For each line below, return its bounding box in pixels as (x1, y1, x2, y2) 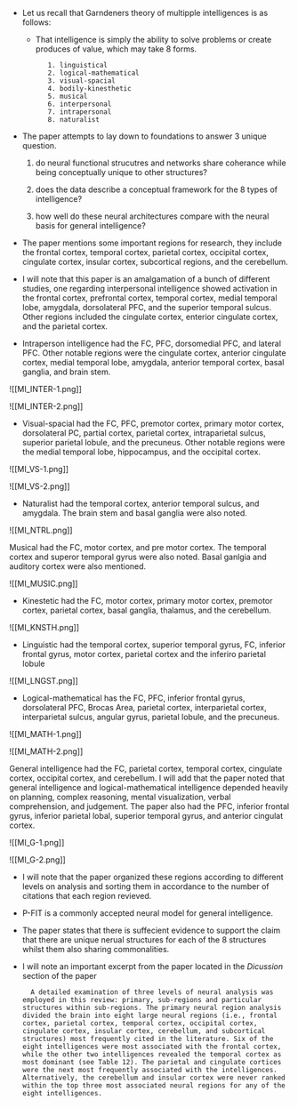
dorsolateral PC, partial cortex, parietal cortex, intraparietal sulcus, (21, 428, 266, 438)
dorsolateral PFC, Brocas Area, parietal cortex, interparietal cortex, (21, 702, 267, 712)
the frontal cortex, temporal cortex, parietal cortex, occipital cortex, (21, 247, 269, 257)
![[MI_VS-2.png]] (9, 481, 70, 492)
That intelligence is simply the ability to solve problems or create (35, 35, 272, 44)
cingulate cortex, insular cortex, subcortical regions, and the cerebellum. (21, 257, 289, 267)
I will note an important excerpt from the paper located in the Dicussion (21, 961, 284, 972)
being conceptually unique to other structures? (35, 167, 207, 177)
